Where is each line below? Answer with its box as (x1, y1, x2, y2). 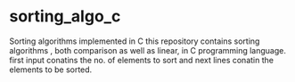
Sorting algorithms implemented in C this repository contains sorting (9, 36, 260, 46)
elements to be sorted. (9, 64, 93, 75)
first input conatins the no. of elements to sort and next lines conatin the (9, 54, 275, 65)
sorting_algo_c (9, 6, 121, 27)
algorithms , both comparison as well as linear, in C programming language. (9, 45, 287, 55)
